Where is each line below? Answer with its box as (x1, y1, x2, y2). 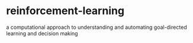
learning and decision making (6, 29, 78, 37)
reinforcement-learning (6, 4, 125, 18)
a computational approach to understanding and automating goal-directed (6, 24, 188, 31)
